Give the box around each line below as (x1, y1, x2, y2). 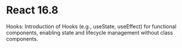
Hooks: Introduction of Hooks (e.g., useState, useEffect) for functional (6, 23, 177, 30)
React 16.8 (6, 4, 58, 17)
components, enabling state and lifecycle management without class (6, 29, 173, 36)
